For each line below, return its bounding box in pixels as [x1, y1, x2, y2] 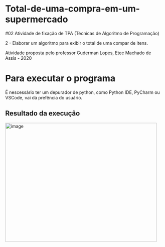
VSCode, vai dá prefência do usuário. [5, 94, 83, 100]
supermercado [5, 14, 68, 25]
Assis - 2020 [5, 55, 32, 61]
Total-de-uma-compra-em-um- [5, 3, 140, 15]
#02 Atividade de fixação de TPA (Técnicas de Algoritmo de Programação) [5, 30, 159, 36]
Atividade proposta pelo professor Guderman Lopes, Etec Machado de [5, 50, 151, 56]
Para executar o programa [5, 73, 116, 84]
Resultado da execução [5, 109, 80, 118]
